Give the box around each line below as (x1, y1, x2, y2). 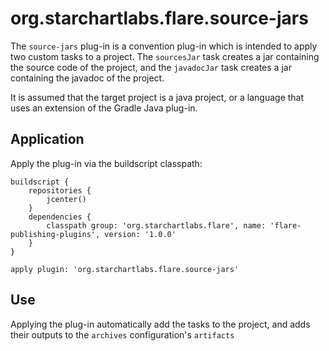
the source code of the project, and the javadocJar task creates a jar (10, 61, 292, 73)
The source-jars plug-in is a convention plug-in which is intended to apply (10, 40, 318, 52)
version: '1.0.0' (104, 229, 177, 239)
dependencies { (28, 212, 92, 222)
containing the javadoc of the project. (10, 72, 165, 84)
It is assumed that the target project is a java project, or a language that (10, 91, 305, 103)
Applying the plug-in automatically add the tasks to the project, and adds (10, 318, 311, 330)
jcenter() (46, 194, 87, 204)
